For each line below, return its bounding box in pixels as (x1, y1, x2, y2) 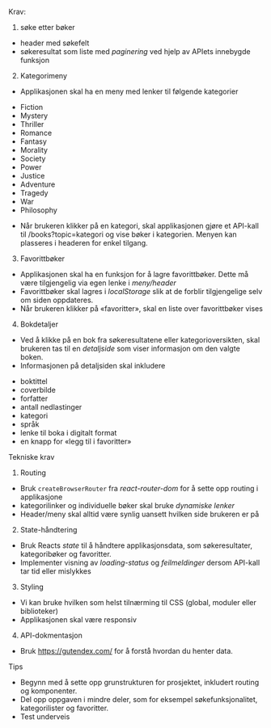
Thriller (19, 120, 44, 128)
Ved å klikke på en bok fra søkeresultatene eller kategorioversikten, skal (19, 335, 260, 344)
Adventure (19, 179, 56, 189)
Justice (19, 171, 45, 180)
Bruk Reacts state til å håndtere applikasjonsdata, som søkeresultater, (19, 541, 253, 550)
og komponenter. (19, 686, 78, 696)
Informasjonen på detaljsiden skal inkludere (19, 361, 166, 370)
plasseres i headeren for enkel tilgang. (19, 238, 148, 247)
